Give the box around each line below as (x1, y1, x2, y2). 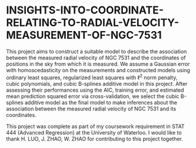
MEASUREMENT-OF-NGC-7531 (6, 29, 162, 42)
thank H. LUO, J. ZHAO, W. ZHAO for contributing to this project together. (6, 135, 184, 142)
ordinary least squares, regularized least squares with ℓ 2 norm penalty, (6, 73, 178, 81)
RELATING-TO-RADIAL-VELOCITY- (6, 16, 180, 29)
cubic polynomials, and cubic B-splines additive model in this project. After (6, 80, 188, 87)
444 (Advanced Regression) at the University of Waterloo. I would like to (6, 129, 182, 136)
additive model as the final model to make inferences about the (24, 99, 178, 106)
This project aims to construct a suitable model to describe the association (6, 48, 187, 55)
